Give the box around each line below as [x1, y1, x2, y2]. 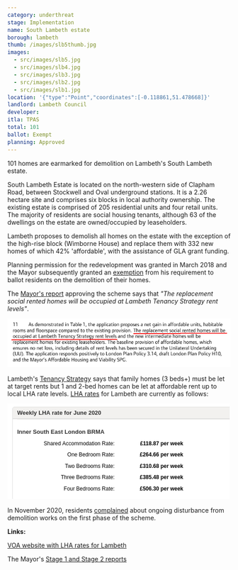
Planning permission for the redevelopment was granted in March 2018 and [7, 260, 227, 269]
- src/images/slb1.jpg [13, 86, 81, 94]
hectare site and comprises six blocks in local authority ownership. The [7, 195, 215, 203]
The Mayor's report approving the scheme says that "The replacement [7, 289, 214, 298]
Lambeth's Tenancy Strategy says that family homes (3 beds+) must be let [7, 374, 225, 383]
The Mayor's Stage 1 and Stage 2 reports [7, 554, 127, 563]
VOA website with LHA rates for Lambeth [7, 541, 127, 549]
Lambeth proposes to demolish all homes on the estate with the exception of [7, 231, 231, 240]
